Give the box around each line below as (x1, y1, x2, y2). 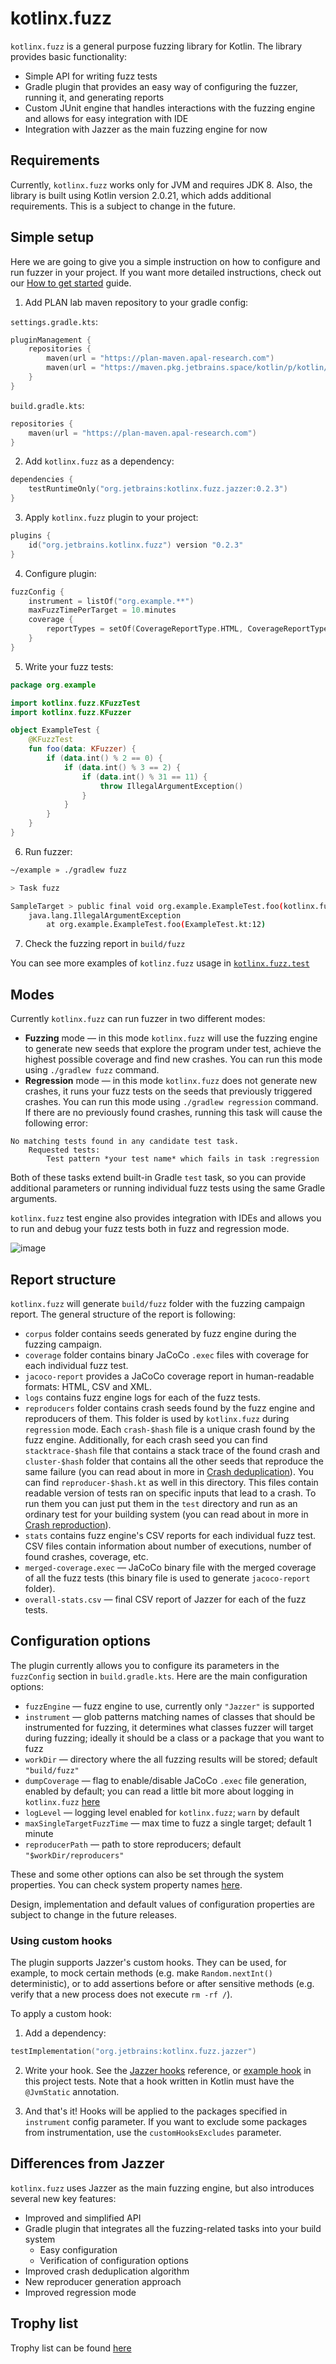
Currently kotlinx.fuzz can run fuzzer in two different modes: (10, 1013, 266, 1025)
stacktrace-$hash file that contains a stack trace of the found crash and (24, 1444, 321, 1456)
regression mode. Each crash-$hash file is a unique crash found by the (24, 1423, 316, 1435)
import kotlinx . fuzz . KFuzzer (10, 707, 132, 717)
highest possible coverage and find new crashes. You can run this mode (24, 1053, 323, 1066)
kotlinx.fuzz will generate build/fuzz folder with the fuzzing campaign (10, 1297, 306, 1309)
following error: (24, 1117, 88, 1129)
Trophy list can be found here (10, 2342, 132, 2354)
